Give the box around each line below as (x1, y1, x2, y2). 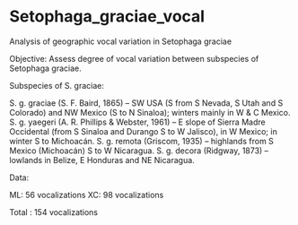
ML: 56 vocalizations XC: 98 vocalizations (9, 189, 164, 200)
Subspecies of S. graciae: (9, 80, 105, 91)
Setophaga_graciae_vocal (9, 6, 205, 27)
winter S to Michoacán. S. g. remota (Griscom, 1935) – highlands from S (9, 135, 274, 146)
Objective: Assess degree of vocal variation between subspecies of (9, 53, 259, 64)
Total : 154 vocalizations (9, 206, 99, 217)
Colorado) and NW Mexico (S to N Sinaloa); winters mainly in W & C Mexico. (9, 107, 291, 117)
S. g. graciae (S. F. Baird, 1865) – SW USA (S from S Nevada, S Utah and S (9, 97, 284, 108)
